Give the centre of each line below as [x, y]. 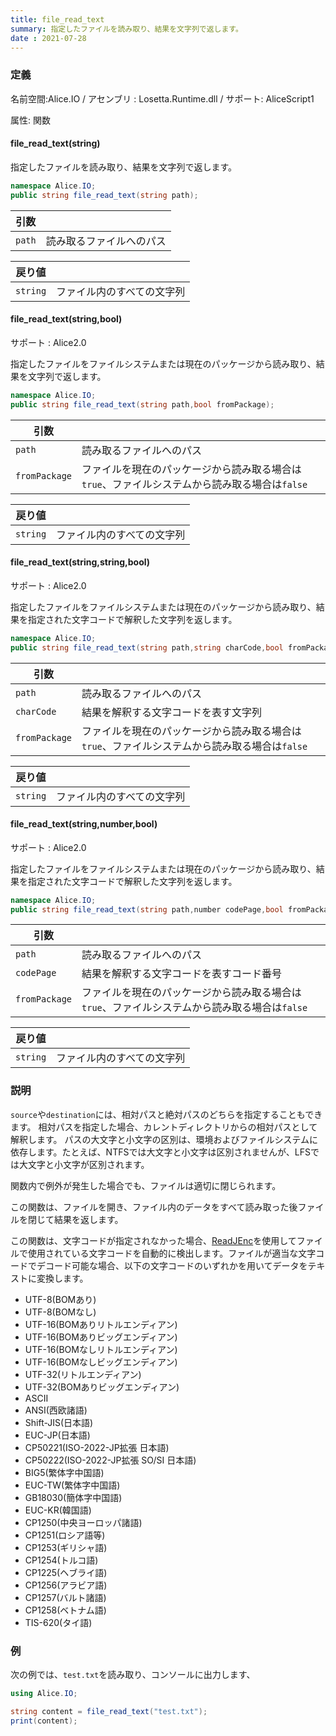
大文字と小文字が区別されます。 [84, 1164]
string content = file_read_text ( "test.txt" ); [109, 1711]
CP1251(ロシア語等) [65, 1535]
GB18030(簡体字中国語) [73, 1497]
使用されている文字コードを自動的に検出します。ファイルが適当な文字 [172, 1253]
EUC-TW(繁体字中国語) [72, 1485]
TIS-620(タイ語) [58, 1622]
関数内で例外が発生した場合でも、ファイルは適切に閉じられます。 [146, 1185]
